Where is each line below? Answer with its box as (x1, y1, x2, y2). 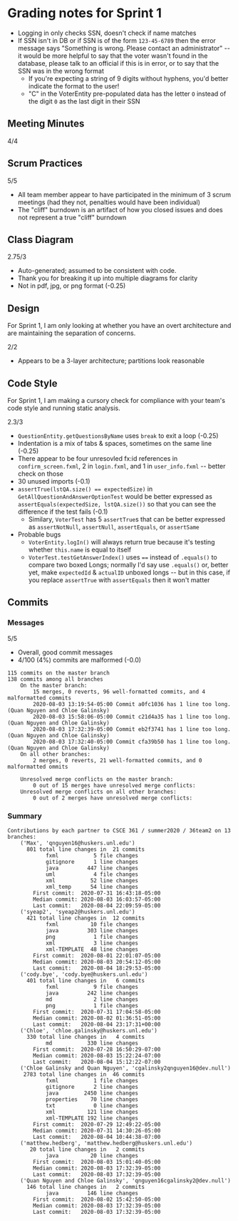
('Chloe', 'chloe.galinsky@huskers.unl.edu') (20, 1027, 158, 1034)
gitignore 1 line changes (45, 858, 139, 865)
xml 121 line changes (45, 1108, 139, 1115)
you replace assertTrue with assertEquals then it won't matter (28, 576, 210, 584)
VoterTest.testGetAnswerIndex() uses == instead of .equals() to (28, 553, 217, 562)
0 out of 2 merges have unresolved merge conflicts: (33, 794, 193, 802)
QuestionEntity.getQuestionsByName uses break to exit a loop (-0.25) (17, 432, 219, 440)
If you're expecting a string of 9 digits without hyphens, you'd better (28, 74, 229, 83)
